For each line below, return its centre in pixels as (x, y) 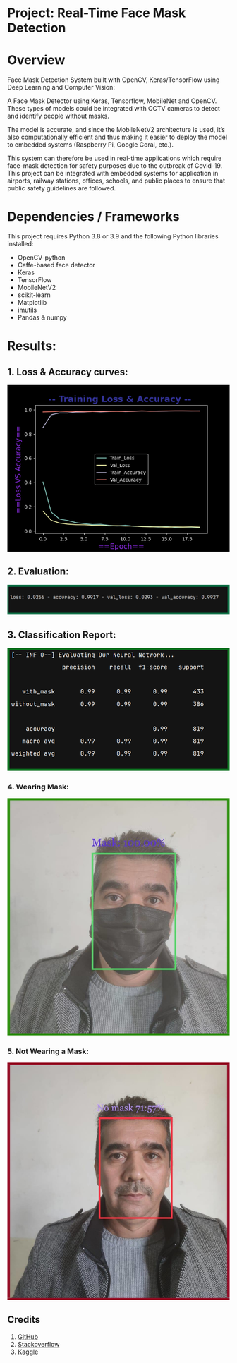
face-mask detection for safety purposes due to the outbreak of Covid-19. (115, 166)
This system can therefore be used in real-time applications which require (115, 158)
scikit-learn (34, 295)
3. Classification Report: (62, 635)
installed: (20, 244)
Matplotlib (32, 303)
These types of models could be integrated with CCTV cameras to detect (114, 109)
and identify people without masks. (58, 116)
